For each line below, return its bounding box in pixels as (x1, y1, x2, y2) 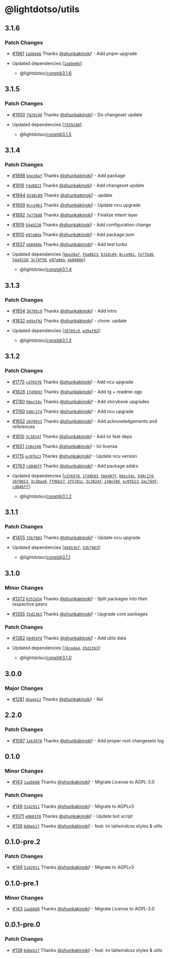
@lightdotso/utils (5, 4, 79, 15)
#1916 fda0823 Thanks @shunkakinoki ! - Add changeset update (12, 183, 145, 189)
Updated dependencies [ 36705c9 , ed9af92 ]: (12, 327, 102, 333)
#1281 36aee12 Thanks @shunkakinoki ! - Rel (12, 696, 103, 702)
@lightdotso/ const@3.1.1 (19, 554, 70, 560)
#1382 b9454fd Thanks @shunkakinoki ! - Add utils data (12, 635, 126, 641)
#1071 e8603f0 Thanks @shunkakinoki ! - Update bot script (12, 813, 133, 819)
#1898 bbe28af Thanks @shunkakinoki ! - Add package (12, 172, 125, 179)
